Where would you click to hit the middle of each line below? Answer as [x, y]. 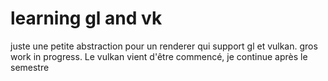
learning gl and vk [86, 18]
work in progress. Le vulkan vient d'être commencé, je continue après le [159, 56]
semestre [30, 67]
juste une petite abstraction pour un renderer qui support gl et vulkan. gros [164, 46]
